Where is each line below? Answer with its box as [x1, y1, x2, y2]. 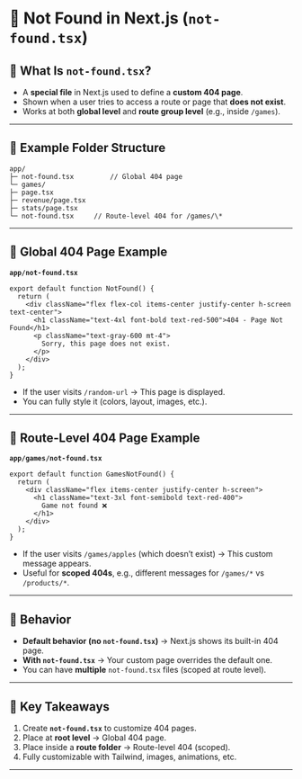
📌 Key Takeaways [9, 699, 111, 714]
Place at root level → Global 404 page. [22, 732, 167, 743]
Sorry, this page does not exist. [41, 339, 171, 348]
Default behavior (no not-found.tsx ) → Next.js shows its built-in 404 [22, 636, 279, 647]
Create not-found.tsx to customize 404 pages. [22, 723, 197, 734]
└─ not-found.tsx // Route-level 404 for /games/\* [9, 211, 223, 220]
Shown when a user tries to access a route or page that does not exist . [22, 96, 286, 107]
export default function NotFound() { [9, 283, 155, 293]
